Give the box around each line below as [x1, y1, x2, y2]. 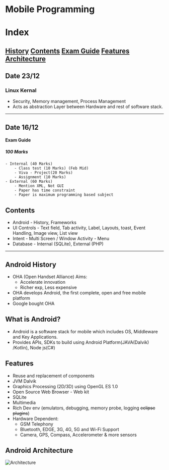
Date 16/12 [5, 123, 39, 132]
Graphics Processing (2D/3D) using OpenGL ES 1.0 [12, 383, 118, 389]
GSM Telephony [20, 421, 54, 427]
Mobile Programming [5, 4, 95, 15]
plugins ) [12, 410, 30, 416]
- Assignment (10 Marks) [14, 175, 66, 180]
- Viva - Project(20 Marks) [14, 170, 73, 175]
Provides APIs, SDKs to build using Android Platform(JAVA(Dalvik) [12, 339, 149, 345]
